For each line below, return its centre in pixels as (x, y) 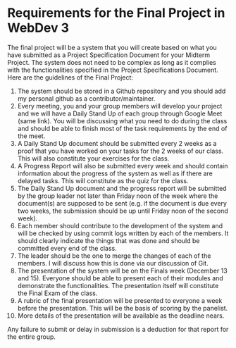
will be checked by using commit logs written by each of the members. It (123, 233)
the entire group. (32, 337)
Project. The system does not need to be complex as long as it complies (112, 62)
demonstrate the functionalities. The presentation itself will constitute (118, 285)
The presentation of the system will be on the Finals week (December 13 (122, 271)
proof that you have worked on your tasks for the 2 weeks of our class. (120, 151)
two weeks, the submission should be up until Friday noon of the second (123, 211)
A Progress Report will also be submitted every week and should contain (123, 166)
